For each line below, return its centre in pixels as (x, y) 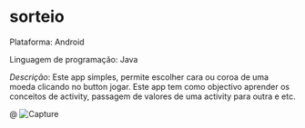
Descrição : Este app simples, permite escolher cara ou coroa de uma (139, 77)
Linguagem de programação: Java (74, 59)
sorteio (37, 17)
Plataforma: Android (47, 42)
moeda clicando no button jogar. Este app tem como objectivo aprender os (149, 86)
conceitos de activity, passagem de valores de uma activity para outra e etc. (152, 96)
